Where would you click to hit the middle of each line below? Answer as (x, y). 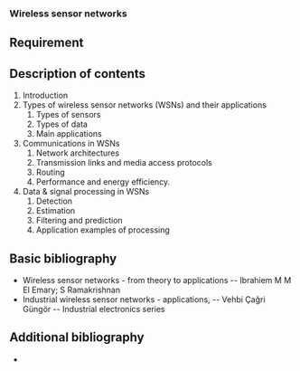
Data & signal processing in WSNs (86, 192)
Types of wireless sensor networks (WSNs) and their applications (144, 105)
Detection (54, 201)
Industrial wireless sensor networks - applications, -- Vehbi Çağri (144, 299)
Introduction (45, 95)
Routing (50, 172)
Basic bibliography (63, 258)
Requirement (47, 43)
